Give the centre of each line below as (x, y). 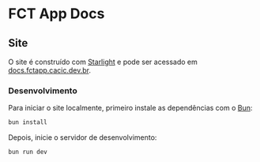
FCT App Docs (57, 14)
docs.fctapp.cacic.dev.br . (50, 70)
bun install (28, 122)
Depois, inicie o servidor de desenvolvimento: (83, 138)
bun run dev (28, 152)
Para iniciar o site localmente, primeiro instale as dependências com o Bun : (130, 108)
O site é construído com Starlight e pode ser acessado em (103, 62)
